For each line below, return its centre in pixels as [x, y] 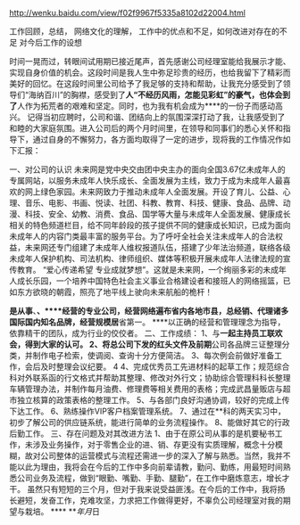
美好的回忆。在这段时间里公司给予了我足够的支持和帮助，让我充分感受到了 [146, 83]
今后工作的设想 [54, 42]
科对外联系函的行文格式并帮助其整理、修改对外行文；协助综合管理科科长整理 [150, 377]
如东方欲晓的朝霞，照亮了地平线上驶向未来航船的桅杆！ [111, 292]
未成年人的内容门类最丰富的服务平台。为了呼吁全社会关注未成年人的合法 [142, 236]
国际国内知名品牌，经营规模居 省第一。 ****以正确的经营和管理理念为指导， [147, 322]
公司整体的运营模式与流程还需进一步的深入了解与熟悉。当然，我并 [161, 455]
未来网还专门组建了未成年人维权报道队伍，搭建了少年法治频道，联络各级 [158, 247]
